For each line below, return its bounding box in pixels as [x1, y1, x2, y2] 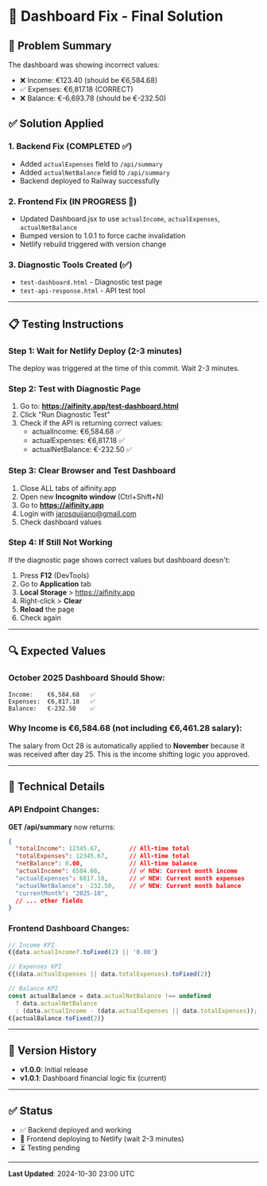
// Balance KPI [8, 984, 59, 993]
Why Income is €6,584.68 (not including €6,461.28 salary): [8, 723, 242, 734]
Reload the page [19, 604, 75, 614]
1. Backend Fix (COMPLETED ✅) [8, 141, 133, 152]
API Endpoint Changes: [8, 804, 100, 815]
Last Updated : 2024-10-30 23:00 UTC [8, 1169, 135, 1179]
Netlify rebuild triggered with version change [19, 239, 167, 249]
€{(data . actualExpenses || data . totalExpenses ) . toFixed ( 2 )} [8, 970, 212, 979]
